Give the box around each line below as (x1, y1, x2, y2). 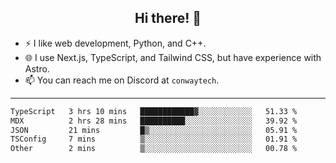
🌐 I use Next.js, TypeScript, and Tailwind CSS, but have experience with (24, 51, 322, 63)
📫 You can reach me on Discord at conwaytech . (24, 74, 220, 86)
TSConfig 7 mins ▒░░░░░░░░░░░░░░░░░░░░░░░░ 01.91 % (10, 134, 298, 145)
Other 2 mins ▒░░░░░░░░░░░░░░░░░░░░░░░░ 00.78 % (10, 144, 298, 154)
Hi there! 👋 (134, 10, 202, 27)
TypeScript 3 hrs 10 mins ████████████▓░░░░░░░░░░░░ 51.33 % (10, 106, 298, 116)
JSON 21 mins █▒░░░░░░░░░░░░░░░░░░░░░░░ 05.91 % (10, 125, 298, 135)
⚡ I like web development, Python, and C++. (24, 37, 207, 49)
